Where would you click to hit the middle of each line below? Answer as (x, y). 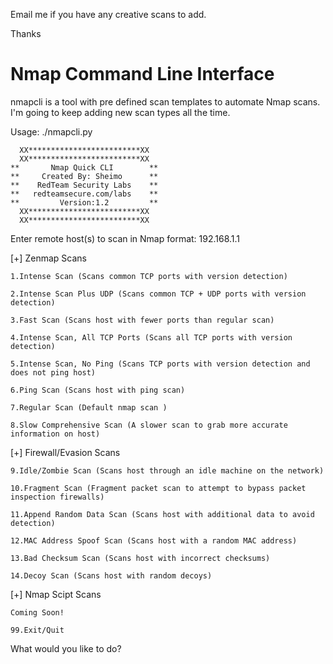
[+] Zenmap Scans (48, 258)
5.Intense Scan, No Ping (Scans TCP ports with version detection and (160, 364)
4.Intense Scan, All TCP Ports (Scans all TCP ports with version (151, 337)
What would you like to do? (66, 648)
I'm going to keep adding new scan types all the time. (120, 112)
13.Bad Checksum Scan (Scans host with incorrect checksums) (140, 558)
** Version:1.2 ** (84, 202)
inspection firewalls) (57, 497)
